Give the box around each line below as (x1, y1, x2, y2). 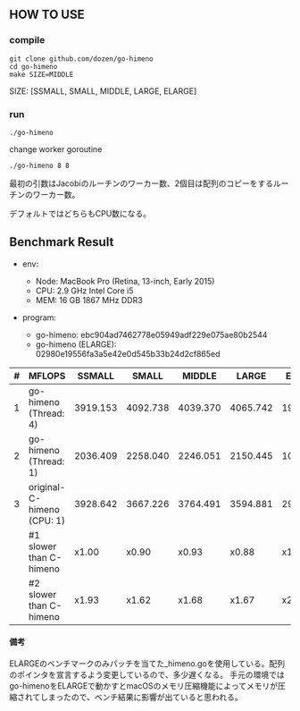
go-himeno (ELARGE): (35, 339, 117, 350)
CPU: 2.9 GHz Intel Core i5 (35, 285, 134, 296)
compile (9, 34, 46, 47)
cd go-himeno (9, 62, 58, 71)
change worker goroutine (9, 143, 103, 155)
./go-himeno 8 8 (9, 161, 70, 170)
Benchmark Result (9, 234, 114, 250)
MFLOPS (28, 369, 66, 382)
